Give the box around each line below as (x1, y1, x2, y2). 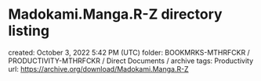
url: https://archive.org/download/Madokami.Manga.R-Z (8, 64, 190, 73)
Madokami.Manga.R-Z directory (8, 5, 223, 23)
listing (8, 22, 49, 40)
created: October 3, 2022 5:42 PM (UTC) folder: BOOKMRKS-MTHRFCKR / (8, 48, 251, 57)
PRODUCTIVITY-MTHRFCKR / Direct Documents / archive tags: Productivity (8, 56, 254, 65)
